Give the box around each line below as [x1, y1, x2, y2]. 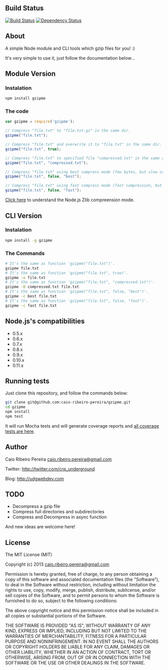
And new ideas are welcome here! [5, 524, 75, 530]
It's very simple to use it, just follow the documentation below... [5, 55, 135, 61]
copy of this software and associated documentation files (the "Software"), [5, 577, 160, 583]
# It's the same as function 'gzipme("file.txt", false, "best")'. [5, 289, 149, 294]
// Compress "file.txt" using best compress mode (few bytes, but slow [5, 169, 157, 175]
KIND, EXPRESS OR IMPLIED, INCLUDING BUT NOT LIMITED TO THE [5, 628, 147, 634]
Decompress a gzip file [12, 503, 60, 509]
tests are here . [5, 428, 35, 434]
